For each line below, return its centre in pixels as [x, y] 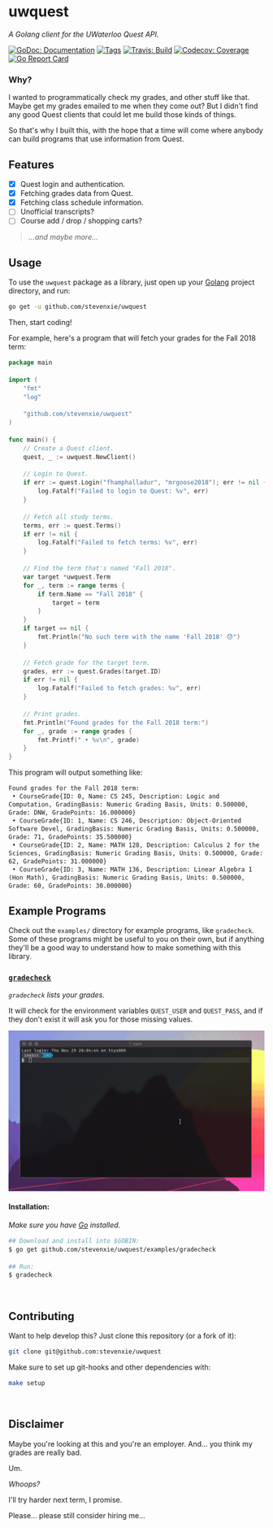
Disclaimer [36, 1424]
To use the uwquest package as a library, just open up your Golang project [132, 282]
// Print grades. [52, 714]
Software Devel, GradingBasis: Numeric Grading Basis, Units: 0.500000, [134, 829]
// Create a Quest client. [69, 448]
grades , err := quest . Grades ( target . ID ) [92, 671]
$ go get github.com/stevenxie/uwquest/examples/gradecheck [113, 1249]
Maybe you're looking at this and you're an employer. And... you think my [131, 1443]
